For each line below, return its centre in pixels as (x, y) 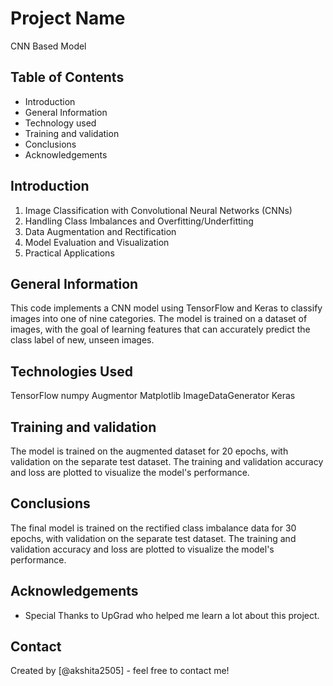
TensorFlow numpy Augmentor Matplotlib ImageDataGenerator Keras (153, 396)
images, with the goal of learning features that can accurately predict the (160, 329)
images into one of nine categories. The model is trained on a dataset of (159, 319)
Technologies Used (71, 371)
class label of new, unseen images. (82, 340)
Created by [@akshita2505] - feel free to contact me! (120, 671)
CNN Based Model (48, 46)
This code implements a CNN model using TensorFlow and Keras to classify (166, 308)
